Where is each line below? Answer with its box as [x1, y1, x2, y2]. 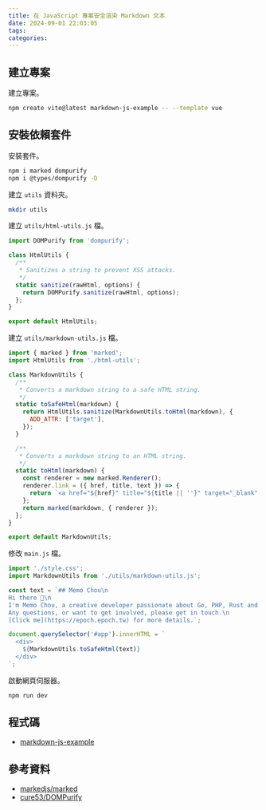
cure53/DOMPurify [19, 792, 82, 802]
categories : [8, 34, 48, 42]
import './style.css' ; [8, 564, 84, 573]
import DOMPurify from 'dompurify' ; [8, 237, 130, 245]
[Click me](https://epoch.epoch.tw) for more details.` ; [8, 616, 201, 624]
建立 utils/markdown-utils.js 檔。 [8, 333, 123, 343]
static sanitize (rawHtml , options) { [15, 281, 141, 289]
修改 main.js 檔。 [8, 548, 65, 559]
